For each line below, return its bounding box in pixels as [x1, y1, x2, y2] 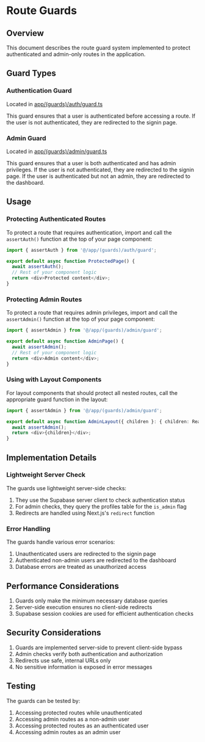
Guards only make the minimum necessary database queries [15, 597, 168, 604]
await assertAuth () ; [12, 263, 64, 270]
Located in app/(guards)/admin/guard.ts [6, 148, 107, 155]
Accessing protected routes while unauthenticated [15, 708, 142, 716]
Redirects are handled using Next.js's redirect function [15, 509, 155, 516]
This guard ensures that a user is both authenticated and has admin [6, 159, 176, 166]
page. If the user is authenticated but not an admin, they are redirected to [6, 172, 191, 180]
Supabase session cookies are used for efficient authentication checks [15, 610, 194, 617]
